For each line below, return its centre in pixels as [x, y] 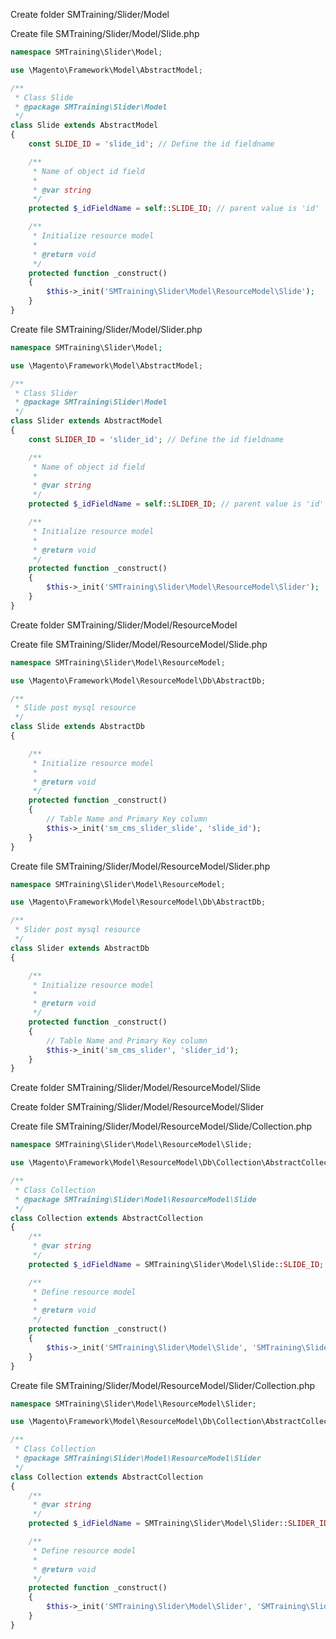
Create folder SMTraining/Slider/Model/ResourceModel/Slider [137, 1107]
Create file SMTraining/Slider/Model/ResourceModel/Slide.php [139, 644]
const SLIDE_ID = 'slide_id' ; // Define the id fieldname [151, 144]
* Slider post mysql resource [77, 930]
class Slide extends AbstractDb [77, 727]
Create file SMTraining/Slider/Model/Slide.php [105, 33]
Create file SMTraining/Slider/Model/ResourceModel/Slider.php [140, 866]
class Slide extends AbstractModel [84, 125]
